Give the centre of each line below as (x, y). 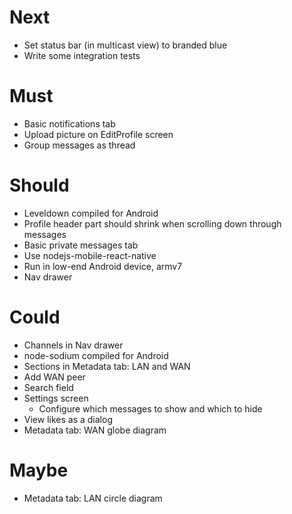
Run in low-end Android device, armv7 (103, 266)
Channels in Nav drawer (73, 345)
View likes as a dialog (68, 419)
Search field (48, 387)
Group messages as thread (79, 145)
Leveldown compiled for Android (91, 213)
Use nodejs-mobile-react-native (90, 255)
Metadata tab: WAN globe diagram (95, 430)
